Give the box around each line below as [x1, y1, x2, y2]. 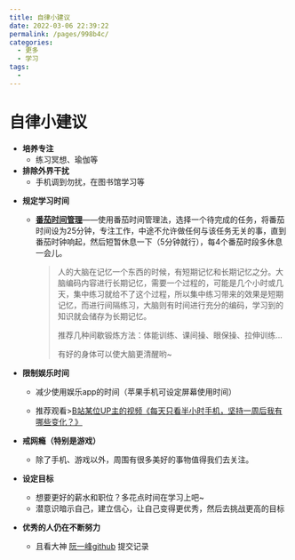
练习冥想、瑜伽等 [35, 154, 99, 164]
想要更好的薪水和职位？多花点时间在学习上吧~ [35, 492, 204, 502]
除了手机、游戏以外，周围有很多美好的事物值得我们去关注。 [35, 454, 254, 465]
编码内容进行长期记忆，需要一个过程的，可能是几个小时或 [65, 277, 276, 288]
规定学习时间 [21, 195, 69, 205]
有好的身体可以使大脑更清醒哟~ [57, 348, 172, 359]
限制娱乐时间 [21, 367, 69, 378]
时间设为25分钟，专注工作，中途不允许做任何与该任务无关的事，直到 [35, 225, 287, 236]
